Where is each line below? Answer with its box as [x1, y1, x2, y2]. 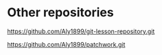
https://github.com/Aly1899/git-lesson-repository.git [7, 27, 155, 35]
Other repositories [7, 5, 115, 20]
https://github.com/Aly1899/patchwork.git [7, 40, 126, 48]
